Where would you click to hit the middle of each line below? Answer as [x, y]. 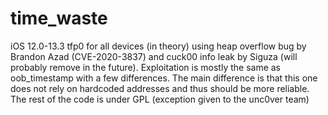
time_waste [59, 18]
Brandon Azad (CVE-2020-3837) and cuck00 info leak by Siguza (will [154, 56]
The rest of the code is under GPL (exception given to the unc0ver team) [160, 99]
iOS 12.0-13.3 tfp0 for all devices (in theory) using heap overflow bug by [158, 46]
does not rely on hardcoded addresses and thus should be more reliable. [160, 88]
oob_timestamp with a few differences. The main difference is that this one [164, 78]
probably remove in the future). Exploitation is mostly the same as [146, 67]
